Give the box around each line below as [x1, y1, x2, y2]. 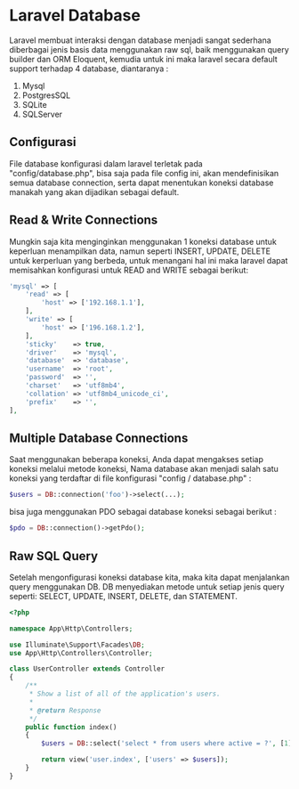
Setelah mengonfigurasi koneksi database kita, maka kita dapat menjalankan [9, 572, 290, 582]
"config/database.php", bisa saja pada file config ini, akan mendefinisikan [9, 167, 279, 178]
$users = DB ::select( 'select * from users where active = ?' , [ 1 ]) [41, 739, 296, 748]
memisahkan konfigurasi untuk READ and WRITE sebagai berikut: [9, 264, 249, 275]
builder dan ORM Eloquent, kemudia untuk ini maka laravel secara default [9, 53, 278, 64]
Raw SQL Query [9, 549, 99, 564]
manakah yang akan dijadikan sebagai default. [9, 186, 180, 197]
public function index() [25, 722, 117, 731]
